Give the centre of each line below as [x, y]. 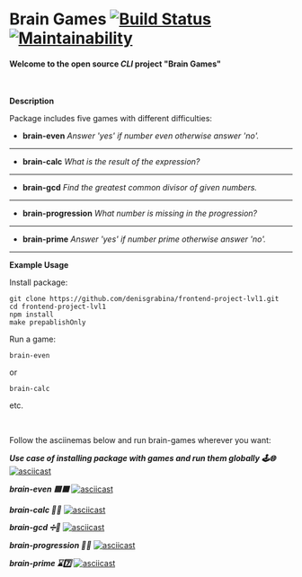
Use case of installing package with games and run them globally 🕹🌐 [142, 458]
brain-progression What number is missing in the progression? [140, 213]
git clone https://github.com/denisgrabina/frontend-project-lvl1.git [144, 299]
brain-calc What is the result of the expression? [111, 162]
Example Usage [39, 265]
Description [32, 101]
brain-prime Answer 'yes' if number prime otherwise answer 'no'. [144, 239]
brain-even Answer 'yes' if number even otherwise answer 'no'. [141, 136]
